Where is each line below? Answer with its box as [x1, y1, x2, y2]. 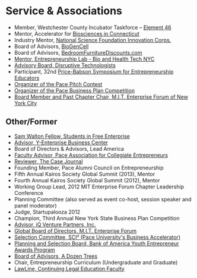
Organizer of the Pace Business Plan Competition [14, 87, 135, 94]
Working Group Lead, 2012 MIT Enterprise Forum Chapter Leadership [14, 183, 185, 190]
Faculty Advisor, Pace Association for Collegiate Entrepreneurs [14, 151, 169, 159]
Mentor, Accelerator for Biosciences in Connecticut [14, 30, 140, 37]
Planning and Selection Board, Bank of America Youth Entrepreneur [14, 239, 179, 247]
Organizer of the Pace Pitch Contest [14, 80, 103, 87]
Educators [14, 74, 40, 81]
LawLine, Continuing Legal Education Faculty [14, 265, 125, 272]
